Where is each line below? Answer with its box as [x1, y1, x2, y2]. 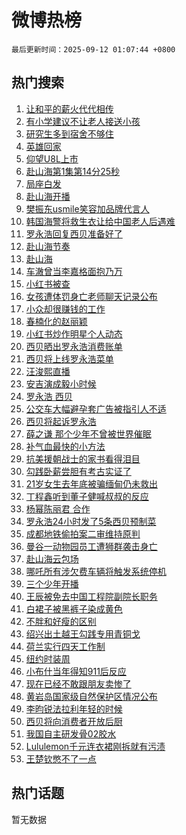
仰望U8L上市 [25, 152, 79, 165]
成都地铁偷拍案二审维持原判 [25, 527, 141, 540]
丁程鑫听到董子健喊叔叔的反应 [25, 490, 149, 502]
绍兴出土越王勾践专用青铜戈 [25, 627, 141, 640]
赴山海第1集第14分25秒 [25, 165, 121, 177]
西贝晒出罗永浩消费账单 [25, 340, 123, 352]
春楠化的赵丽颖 [25, 315, 88, 327]
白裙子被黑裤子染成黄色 [25, 602, 123, 615]
